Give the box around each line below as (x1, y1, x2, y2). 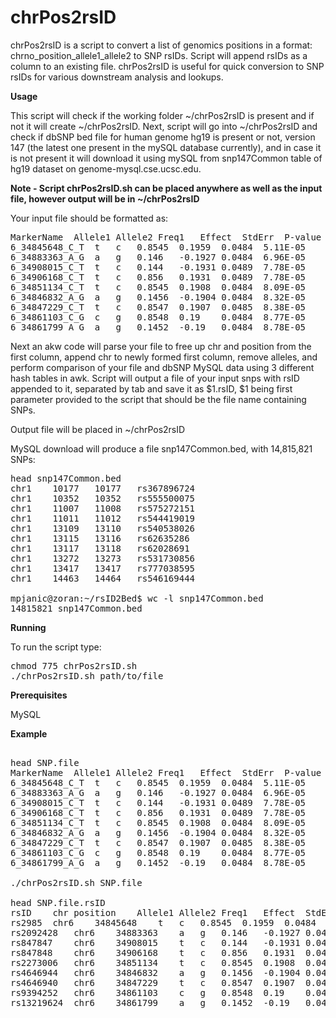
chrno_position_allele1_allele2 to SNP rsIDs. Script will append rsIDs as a (10, 49, 308, 61)
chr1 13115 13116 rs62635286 (10, 532, 190, 544)
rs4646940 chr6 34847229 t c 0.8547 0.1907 (10, 977, 296, 988)
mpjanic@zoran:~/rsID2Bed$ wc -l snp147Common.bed (10, 592, 264, 604)
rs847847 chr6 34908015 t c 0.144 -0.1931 (10, 937, 301, 948)
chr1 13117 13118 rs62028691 (10, 542, 190, 554)
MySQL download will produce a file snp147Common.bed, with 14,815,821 (10, 442, 313, 455)
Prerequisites (10, 689, 68, 701)
